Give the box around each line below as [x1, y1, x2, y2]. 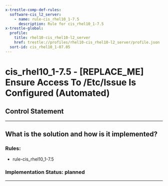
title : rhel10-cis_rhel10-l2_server [14, 35, 91, 40]
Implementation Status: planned [5, 168, 85, 175]
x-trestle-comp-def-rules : [5, 7, 61, 12]
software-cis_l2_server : [9, 12, 61, 17]
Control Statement [5, 107, 64, 115]
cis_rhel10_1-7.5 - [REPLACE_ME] [5, 66, 144, 77]
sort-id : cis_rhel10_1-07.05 [9, 44, 70, 49]
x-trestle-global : [5, 26, 43, 31]
